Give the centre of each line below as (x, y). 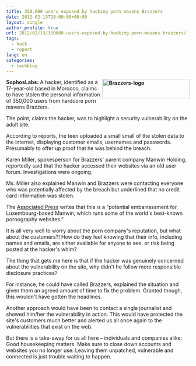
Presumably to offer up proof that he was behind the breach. (79, 148)
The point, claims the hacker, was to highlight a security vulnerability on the (97, 118)
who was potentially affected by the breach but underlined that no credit (93, 190)
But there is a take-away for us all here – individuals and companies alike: (94, 338)
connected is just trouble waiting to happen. (59, 357)
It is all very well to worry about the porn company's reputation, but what (93, 231)
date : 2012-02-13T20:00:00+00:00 (47, 17)
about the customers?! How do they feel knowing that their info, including (94, 237)
